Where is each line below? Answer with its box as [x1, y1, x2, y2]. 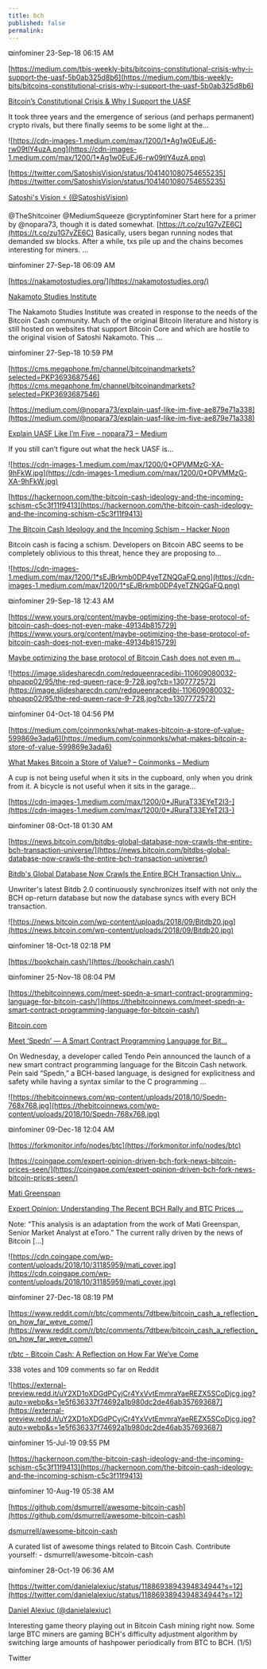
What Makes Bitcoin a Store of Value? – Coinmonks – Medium [8, 758, 210, 768]
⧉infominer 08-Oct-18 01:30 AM [8, 821, 114, 831]
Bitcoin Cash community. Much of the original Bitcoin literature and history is [8, 316, 259, 325]
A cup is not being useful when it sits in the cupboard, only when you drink [8, 773, 253, 783]
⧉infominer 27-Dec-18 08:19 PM [8, 1293, 114, 1302]
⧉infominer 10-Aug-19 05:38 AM [8, 1486, 114, 1496]
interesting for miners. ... [8, 245, 89, 255]
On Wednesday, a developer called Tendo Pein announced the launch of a [8, 1051, 251, 1061]
